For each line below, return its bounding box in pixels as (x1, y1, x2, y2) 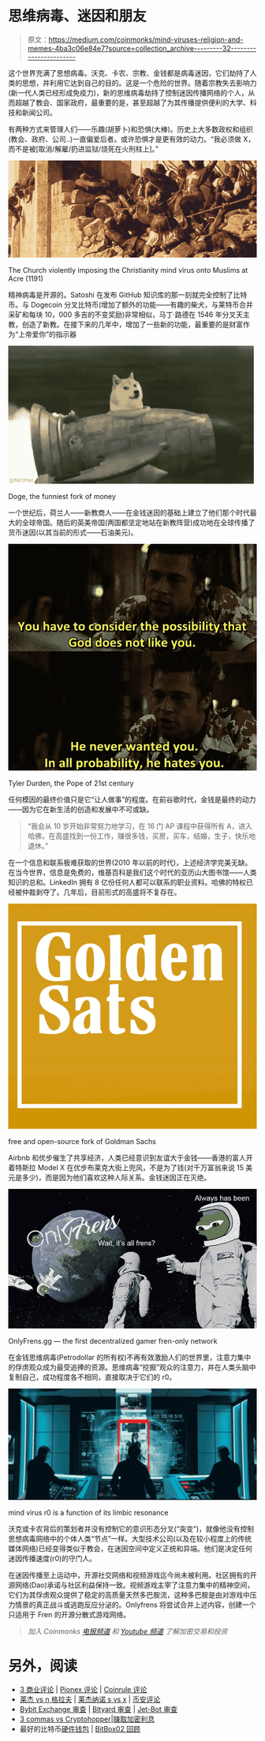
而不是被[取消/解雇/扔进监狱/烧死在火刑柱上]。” (8, 144, 159, 154)
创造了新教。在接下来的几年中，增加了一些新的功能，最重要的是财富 (21, 319, 243, 329)
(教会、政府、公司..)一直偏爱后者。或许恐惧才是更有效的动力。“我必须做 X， (8, 134, 255, 144)
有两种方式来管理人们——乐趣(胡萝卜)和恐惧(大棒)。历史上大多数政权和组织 (8, 124, 254, 134)
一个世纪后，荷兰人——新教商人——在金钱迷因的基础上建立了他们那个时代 (8, 508, 250, 517)
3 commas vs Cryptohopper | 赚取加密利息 (19, 1714, 155, 1724)
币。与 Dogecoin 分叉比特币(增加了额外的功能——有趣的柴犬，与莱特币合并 (8, 300, 254, 309)
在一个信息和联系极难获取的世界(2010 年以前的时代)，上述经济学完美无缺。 (8, 858, 252, 867)
